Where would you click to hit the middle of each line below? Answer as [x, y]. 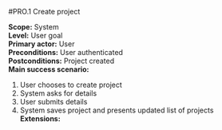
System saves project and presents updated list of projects [117, 110]
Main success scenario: [49, 69]
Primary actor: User [42, 44]
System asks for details [58, 93]
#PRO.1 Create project [44, 12]
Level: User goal [36, 35]
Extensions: [40, 118]
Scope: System [34, 27]
